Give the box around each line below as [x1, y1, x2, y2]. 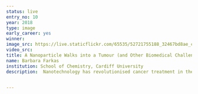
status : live [6, 8, 38, 15]
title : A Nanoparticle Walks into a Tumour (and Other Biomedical [6, 52, 173, 58]
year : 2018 [6, 19, 33, 25]
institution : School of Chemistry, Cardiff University [6, 63, 144, 69]
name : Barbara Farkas [6, 58, 60, 63]
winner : [6, 36, 25, 42]
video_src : [6, 47, 33, 53]
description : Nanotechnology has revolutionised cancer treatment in [6, 69, 183, 75]
